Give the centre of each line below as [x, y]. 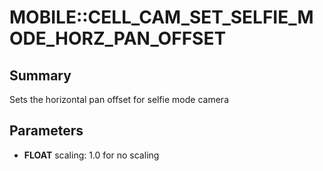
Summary [40, 75]
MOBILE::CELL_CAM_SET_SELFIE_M [161, 17]
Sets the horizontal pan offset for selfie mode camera [119, 99]
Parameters [46, 131]
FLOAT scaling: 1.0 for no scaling [91, 155]
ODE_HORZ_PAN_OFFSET [118, 38]
